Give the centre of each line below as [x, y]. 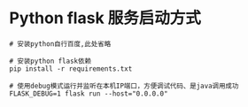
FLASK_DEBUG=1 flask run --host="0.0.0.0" [89, 94]
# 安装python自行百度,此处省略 [60, 44]
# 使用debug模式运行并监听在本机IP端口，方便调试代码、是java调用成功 [124, 86]
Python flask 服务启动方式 [105, 18]
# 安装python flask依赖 [50, 61]
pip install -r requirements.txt [71, 69]
